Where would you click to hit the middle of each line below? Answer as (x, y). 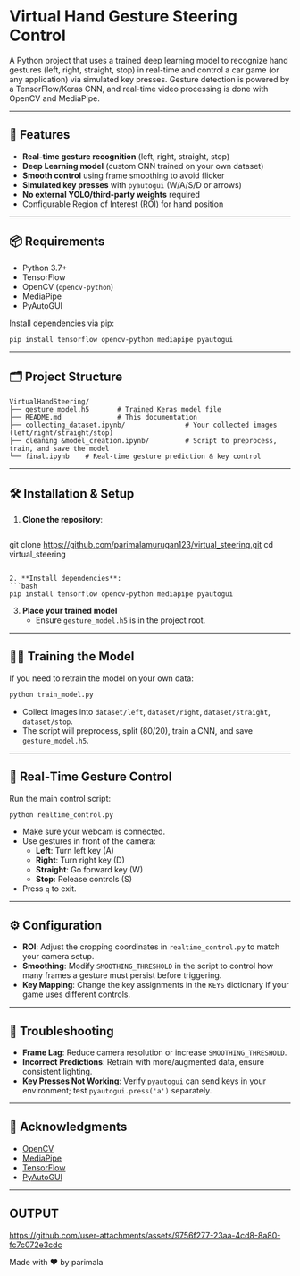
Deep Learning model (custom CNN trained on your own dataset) (143, 166)
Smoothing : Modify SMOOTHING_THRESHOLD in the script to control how (148, 966)
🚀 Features (40, 135)
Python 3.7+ (45, 268)
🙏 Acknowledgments (68, 1127)
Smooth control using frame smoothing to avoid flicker (123, 175)
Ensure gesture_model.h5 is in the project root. (121, 620)
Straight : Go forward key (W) (89, 870)
